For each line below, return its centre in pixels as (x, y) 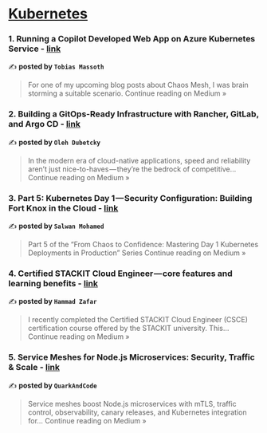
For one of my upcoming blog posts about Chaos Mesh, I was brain (138, 85)
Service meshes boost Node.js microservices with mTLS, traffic (132, 403)
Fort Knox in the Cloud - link (63, 208)
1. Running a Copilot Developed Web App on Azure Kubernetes (132, 39)
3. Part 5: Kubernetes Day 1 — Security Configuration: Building (130, 198)
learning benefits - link (53, 283)
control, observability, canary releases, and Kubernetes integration (137, 412)
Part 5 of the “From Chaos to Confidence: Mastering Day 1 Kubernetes (143, 245)
